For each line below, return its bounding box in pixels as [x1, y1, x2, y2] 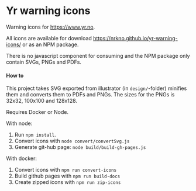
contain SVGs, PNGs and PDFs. [6, 58, 82, 65]
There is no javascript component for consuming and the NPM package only [6, 52, 190, 59]
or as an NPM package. [22, 41, 79, 48]
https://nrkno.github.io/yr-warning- [92, 34, 178, 41]
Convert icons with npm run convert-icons [14, 166, 117, 173]
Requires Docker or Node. [6, 109, 69, 116]
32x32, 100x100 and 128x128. [6, 98, 78, 105]
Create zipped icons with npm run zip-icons [14, 179, 121, 186]
